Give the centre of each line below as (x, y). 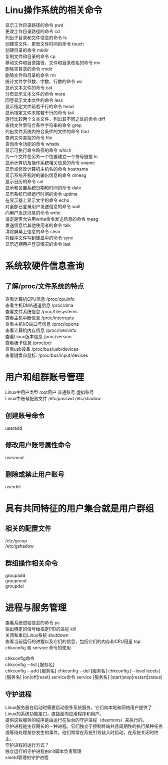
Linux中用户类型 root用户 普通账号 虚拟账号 (49, 392)
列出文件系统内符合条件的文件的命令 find (47, 131)
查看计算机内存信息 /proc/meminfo (41, 330)
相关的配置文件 (28, 528)
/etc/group (16, 541)
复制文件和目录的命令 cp (30, 56)
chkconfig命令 (20, 658)
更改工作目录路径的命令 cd (32, 31)
